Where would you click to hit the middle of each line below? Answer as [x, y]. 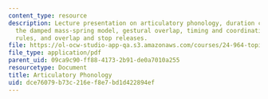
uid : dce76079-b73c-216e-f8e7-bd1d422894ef [82, 82]
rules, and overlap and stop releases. [82, 38]
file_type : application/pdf [55, 53]
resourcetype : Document [48, 68]
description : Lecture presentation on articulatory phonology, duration [132, 23]
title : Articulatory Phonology [60, 75]
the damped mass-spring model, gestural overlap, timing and [119, 30]
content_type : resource [48, 16]
